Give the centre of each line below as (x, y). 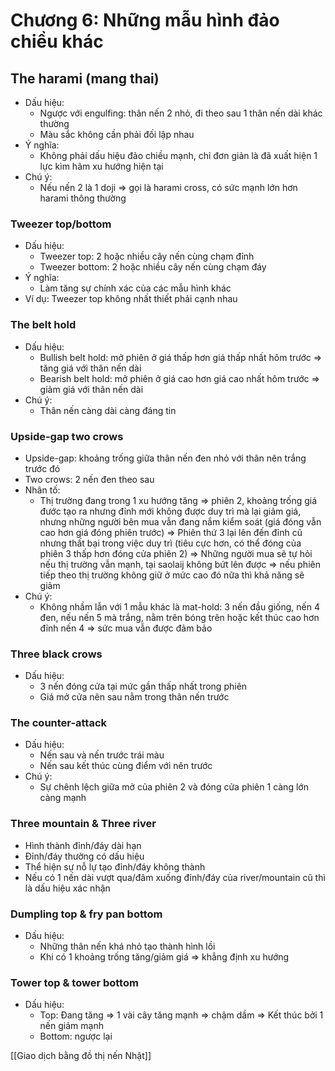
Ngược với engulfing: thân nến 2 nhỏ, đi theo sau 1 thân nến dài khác (181, 113)
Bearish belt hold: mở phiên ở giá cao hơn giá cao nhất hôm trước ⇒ (179, 378)
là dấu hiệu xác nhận (67, 888)
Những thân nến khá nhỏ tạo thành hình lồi (127, 946)
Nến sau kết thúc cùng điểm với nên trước (126, 766)
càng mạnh (63, 798)
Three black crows (56, 654)
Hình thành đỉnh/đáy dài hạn (83, 845)
